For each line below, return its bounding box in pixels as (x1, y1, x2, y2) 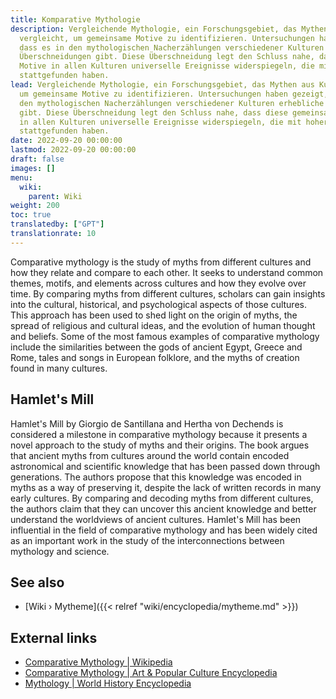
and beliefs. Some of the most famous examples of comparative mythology (10, 330, 320, 342)
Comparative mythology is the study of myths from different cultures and (10, 256, 312, 268)
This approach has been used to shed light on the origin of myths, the (10, 309, 298, 321)
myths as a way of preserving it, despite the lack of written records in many (10, 481, 322, 493)
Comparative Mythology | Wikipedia (24, 656, 173, 668)
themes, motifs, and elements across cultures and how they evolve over (10, 277, 307, 289)
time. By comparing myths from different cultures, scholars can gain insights (10, 287, 326, 300)
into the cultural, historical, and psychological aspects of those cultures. (10, 298, 307, 310)
